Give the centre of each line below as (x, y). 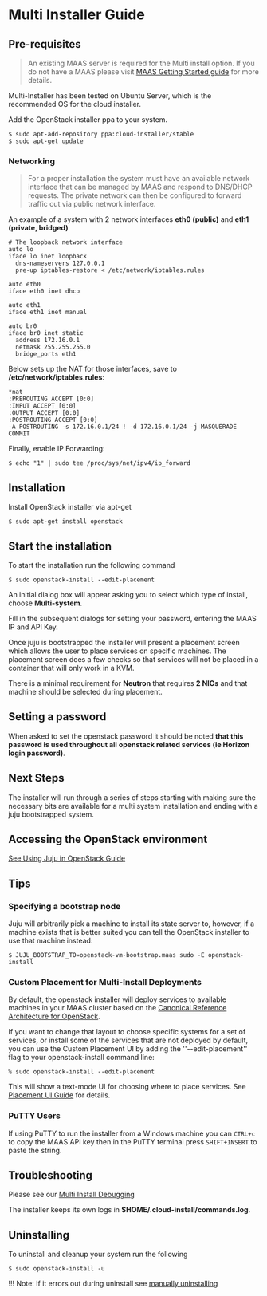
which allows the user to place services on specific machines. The (118, 651)
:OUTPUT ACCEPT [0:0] (44, 413)
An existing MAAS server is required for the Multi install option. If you (141, 63)
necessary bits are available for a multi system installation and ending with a (133, 806)
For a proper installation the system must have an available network (139, 179)
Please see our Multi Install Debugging (72, 1195)
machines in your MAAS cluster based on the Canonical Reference (118, 1008)
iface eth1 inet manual (48, 313)
